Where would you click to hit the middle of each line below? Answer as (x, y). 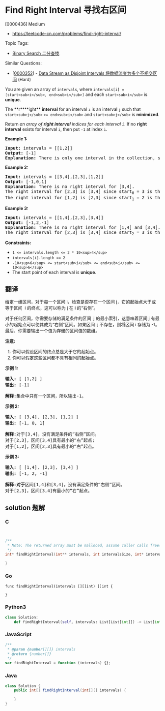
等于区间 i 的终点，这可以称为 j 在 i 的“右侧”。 (52, 308)
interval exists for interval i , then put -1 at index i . (56, 129)
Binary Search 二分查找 (36, 53)
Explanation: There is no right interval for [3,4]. (70, 186)
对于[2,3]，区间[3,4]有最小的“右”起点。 (49, 491)
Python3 (15, 607)
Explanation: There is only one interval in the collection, (80, 158)
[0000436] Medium (25, 24)
